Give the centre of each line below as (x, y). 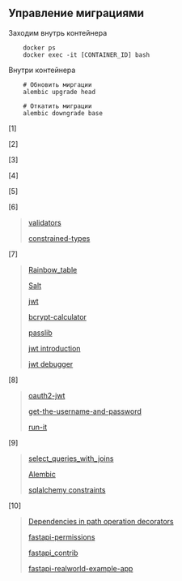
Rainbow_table (53, 269)
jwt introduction (54, 348)
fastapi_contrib (53, 553)
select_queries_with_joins (71, 458)
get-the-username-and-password (85, 411)
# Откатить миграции (57, 106)
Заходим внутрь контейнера (58, 32)
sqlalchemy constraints (67, 489)
